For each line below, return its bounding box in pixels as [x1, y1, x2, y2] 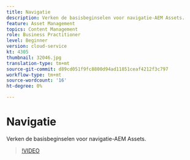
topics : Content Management [6, 26, 78, 32]
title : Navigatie [6, 9, 51, 15]
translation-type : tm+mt [6, 60, 70, 66]
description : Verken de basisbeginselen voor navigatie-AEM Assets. [6, 15, 185, 21]
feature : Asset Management [6, 20, 75, 26]
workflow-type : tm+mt [6, 72, 62, 78]
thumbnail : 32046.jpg [6, 55, 62, 61]
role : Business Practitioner [6, 32, 81, 38]
